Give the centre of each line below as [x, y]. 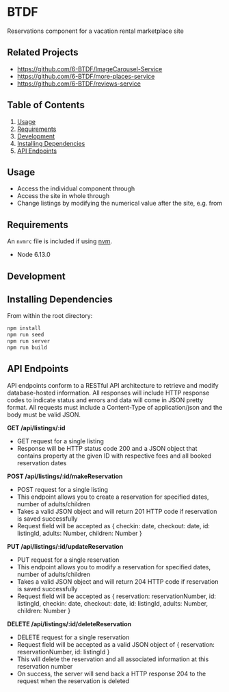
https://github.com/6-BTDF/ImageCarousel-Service [90, 69]
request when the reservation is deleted [73, 681]
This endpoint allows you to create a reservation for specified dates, [113, 497]
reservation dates [42, 462]
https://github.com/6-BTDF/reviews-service [79, 84]
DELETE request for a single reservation [73, 637]
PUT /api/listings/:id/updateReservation [65, 546]
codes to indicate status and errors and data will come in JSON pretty [105, 400]
